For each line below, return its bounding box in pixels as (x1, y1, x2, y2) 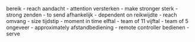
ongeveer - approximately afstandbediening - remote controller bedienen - (6, 24, 190, 31)
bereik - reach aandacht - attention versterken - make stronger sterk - (6, 5, 178, 12)
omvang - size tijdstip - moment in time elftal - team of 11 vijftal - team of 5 (6, 18, 188, 24)
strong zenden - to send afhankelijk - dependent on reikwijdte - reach (6, 11, 177, 18)
